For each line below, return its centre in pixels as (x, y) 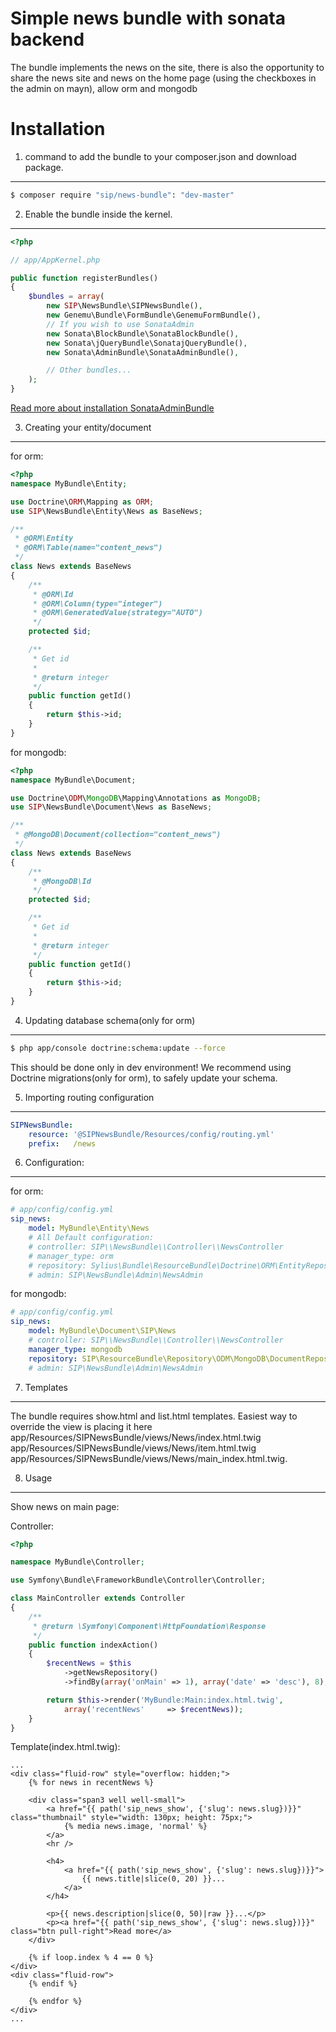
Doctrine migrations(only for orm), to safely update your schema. (144, 1078)
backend (47, 39)
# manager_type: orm (71, 1256)
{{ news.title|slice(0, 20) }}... (153, 1879)
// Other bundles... (89, 370)
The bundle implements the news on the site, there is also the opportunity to (167, 67)
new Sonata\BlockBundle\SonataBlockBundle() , (143, 333)
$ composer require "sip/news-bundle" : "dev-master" (122, 195)
